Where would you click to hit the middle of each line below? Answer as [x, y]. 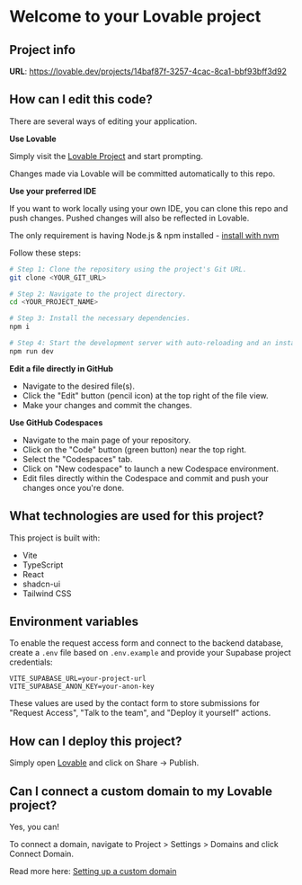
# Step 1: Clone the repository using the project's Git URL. [128, 269]
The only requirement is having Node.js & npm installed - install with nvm [144, 235]
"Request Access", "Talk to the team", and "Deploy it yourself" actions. [140, 713]
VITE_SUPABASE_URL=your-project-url [78, 679]
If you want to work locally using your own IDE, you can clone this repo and [149, 208]
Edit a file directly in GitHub [62, 368]
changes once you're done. [73, 487]
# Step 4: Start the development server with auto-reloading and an [140, 344]
